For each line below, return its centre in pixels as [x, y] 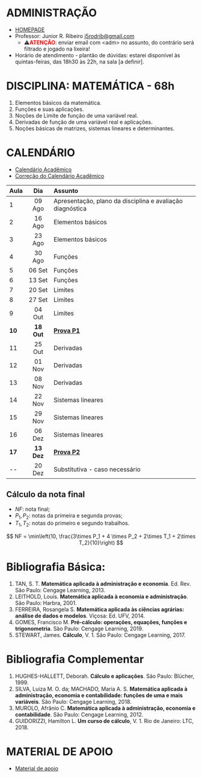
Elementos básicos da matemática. [58, 103]
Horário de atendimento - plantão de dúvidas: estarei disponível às [97, 55]
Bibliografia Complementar [75, 659]
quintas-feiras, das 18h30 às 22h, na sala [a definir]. [79, 62]
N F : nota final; [32, 509]
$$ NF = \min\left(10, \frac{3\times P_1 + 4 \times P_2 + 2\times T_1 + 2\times [101, 536]
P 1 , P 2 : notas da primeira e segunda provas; [69, 516]
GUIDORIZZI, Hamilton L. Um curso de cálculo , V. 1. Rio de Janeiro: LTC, [104, 721]
